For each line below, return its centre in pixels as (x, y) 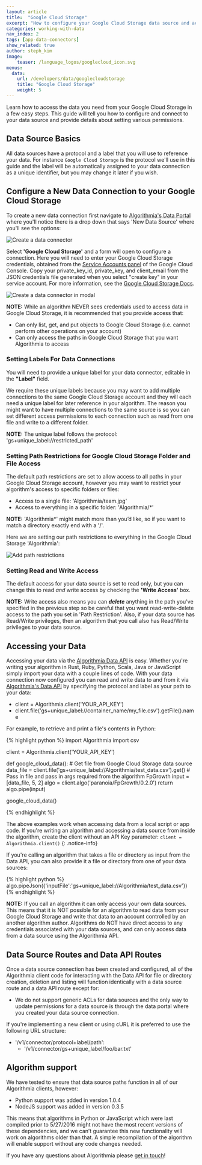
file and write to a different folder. (47, 422)
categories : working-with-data (45, 29)
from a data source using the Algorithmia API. (63, 936)
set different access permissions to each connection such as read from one (100, 416)
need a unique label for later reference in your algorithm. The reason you (96, 403)
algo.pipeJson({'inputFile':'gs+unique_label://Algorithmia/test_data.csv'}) (97, 886)
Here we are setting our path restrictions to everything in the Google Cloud (99, 537)
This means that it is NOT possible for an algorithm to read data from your (98, 910)
